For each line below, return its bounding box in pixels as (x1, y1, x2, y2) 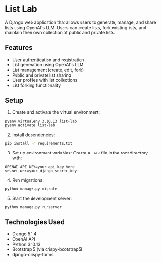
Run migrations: (12, 177, 44, 183)
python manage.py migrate (5, 186, 57, 192)
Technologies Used (5, 218, 64, 226)
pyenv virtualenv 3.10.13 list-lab (5, 119, 77, 123)
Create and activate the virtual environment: (12, 109, 100, 115)
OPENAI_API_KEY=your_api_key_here (5, 165, 75, 170)
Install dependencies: (12, 132, 55, 138)
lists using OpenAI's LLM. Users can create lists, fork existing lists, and (5, 24, 146, 30)
